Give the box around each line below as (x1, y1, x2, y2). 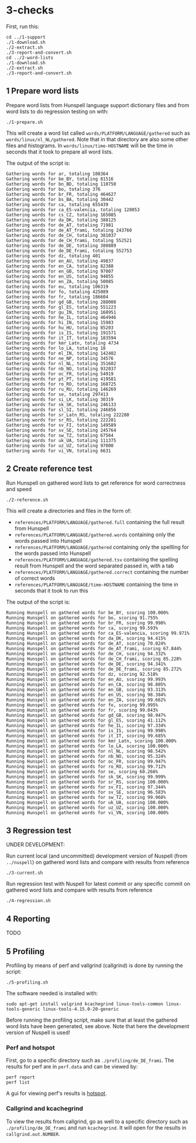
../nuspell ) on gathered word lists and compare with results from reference (6, 859, 190, 866)
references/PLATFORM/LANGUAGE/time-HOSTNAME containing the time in (14, 581, 178, 588)
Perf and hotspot (6, 1043, 56, 1052)
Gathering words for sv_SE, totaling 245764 (6, 427, 116, 433)
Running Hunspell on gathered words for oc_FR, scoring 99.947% (6, 758, 166, 764)
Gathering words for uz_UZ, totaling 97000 (6, 443, 114, 448)
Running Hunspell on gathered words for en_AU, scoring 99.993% (6, 676, 166, 682)
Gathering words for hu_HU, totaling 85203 (6, 325, 114, 331)
